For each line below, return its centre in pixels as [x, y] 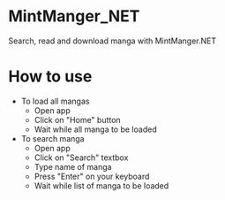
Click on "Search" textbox [81, 158]
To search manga [52, 138]
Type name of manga [73, 166]
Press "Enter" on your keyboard [92, 176]
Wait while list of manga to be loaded [101, 185]
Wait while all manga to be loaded [95, 129]
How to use [50, 77]
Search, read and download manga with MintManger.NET [112, 41]
